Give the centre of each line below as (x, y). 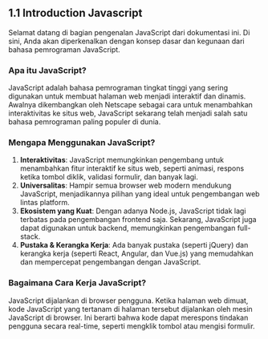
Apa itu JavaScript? (47, 70)
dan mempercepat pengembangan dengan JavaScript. (110, 262)
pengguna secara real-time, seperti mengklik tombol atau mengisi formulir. (132, 326)
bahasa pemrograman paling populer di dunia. (85, 122)
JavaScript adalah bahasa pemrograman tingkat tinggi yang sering (118, 88)
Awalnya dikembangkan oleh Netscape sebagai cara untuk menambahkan (130, 105)
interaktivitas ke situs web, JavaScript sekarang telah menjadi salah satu (128, 113)
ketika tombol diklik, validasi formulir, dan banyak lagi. (109, 177)
